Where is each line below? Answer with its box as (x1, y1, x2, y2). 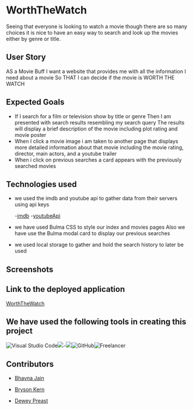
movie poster (14, 131, 47, 138)
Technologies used (6, 179, 77, 189)
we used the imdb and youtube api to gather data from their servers (14, 195, 178, 202)
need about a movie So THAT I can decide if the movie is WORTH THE (6, 74, 175, 81)
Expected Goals (6, 97, 65, 107)
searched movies (14, 162, 57, 170)
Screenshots (6, 264, 54, 274)
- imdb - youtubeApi (14, 212, 61, 219)
